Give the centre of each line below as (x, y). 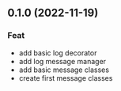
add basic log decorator (58, 53)
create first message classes (66, 78)
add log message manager (62, 61)
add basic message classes (64, 70)
